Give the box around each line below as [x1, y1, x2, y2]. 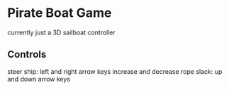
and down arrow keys [7, 75, 71, 83]
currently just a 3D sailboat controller [7, 28, 116, 37]
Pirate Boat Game [7, 5, 112, 21]
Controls [7, 49, 47, 60]
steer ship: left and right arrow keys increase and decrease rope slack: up [7, 67, 223, 75]
